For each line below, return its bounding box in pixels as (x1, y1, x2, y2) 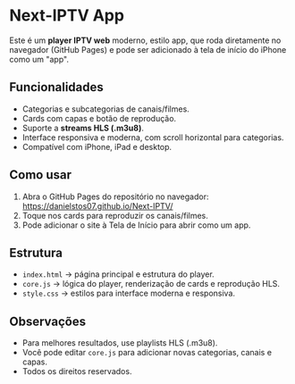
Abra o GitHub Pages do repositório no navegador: (21, 191, 209, 202)
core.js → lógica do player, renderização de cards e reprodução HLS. (21, 279, 280, 289)
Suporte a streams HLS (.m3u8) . (21, 122, 145, 133)
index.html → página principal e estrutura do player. (21, 269, 215, 280)
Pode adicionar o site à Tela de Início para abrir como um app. (21, 220, 251, 230)
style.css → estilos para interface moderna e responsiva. (21, 288, 235, 299)
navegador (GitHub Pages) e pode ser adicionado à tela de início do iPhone (9, 44, 287, 54)
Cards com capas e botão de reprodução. (21, 113, 177, 123)
